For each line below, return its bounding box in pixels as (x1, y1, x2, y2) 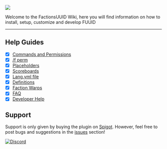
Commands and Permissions (12, 51, 72, 57)
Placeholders (12, 62, 40, 68)
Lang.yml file (12, 74, 39, 80)
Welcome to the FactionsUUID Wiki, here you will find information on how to (5, 14, 161, 20)
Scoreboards (12, 68, 39, 74)
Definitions (12, 79, 35, 85)
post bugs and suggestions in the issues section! (5, 129, 105, 135)
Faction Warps (12, 85, 42, 91)
